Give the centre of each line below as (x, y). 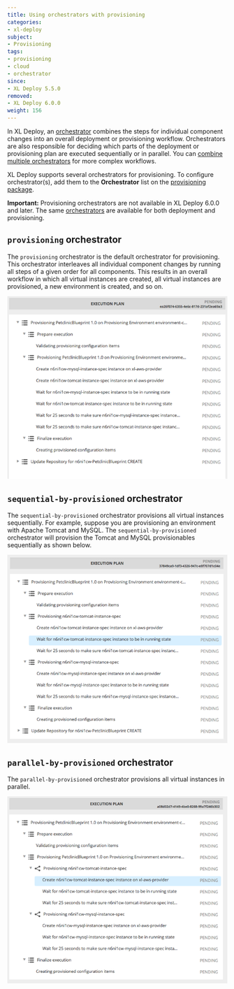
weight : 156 (24, 111)
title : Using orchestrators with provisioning (76, 15)
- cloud (19, 66)
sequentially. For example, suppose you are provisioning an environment (111, 523)
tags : (15, 52)
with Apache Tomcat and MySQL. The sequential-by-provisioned (102, 530)
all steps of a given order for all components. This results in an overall (107, 271)
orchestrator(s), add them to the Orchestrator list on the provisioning (107, 182)
